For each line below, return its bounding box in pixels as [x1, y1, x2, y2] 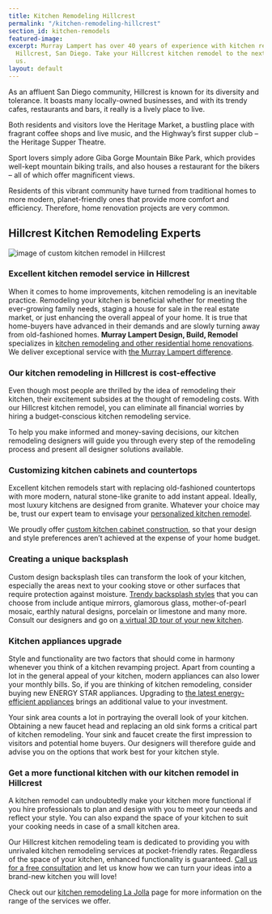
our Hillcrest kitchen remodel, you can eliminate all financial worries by [8, 403, 244, 413]
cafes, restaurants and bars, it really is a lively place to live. [8, 104, 206, 114]
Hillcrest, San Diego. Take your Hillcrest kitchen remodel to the [15, 49, 249, 58]
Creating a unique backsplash [8, 553, 129, 564]
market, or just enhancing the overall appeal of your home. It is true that [8, 312, 248, 322]
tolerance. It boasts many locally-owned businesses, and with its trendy [8, 95, 248, 105]
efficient [8, 697, 36, 706]
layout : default [8, 65, 63, 73]
